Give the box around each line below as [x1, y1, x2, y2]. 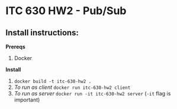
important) [14, 96, 40, 103]
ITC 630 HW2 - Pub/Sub [5, 4, 127, 18]
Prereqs [5, 43, 26, 50]
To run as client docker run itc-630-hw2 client [14, 84, 131, 91]
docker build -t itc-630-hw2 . [14, 78, 92, 84]
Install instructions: [5, 28, 79, 38]
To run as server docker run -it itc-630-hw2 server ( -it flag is [14, 90, 171, 97]
